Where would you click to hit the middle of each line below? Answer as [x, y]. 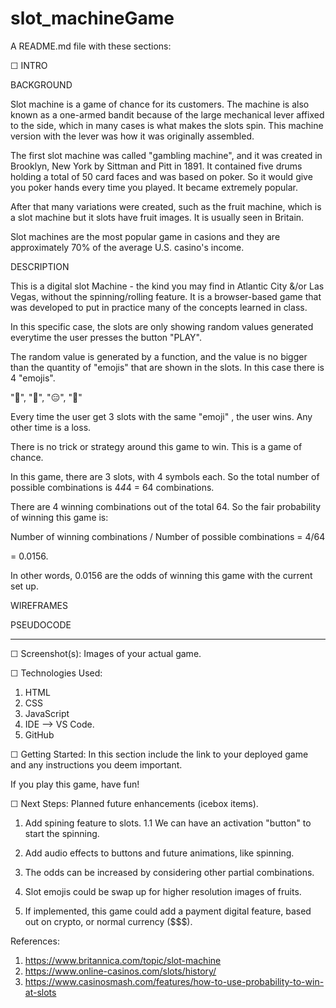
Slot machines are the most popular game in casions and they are [145, 236]
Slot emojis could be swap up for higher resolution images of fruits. [163, 891]
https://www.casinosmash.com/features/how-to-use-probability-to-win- [174, 981]
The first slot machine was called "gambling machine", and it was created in [166, 155]
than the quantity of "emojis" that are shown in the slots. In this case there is [167, 367]
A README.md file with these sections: [91, 46]
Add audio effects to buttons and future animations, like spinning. [159, 853]
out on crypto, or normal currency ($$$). [108, 921]
